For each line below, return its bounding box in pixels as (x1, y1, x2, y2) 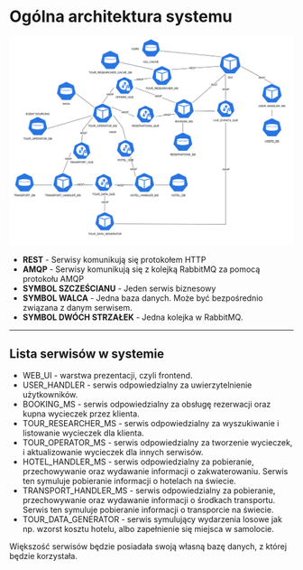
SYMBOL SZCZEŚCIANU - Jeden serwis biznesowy (22, 283, 216, 294)
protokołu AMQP (22, 273, 84, 284)
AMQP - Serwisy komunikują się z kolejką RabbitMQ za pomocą (22, 264, 261, 275)
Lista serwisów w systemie (9, 346, 165, 361)
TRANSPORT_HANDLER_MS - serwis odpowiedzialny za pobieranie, (22, 485, 276, 496)
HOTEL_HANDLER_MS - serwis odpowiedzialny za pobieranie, (22, 456, 254, 467)
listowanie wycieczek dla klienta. (22, 427, 144, 439)
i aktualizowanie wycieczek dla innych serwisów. (22, 447, 204, 458)
